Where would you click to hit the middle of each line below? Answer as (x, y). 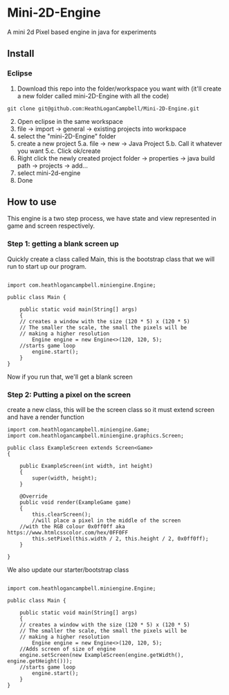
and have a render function (46, 417)
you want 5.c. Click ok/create (59, 151)
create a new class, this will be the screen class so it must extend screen (111, 410)
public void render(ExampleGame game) (75, 503)
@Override (34, 496)
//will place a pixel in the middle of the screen (107, 521)
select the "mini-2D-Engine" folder (66, 136)
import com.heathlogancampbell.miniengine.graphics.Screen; (96, 436)
